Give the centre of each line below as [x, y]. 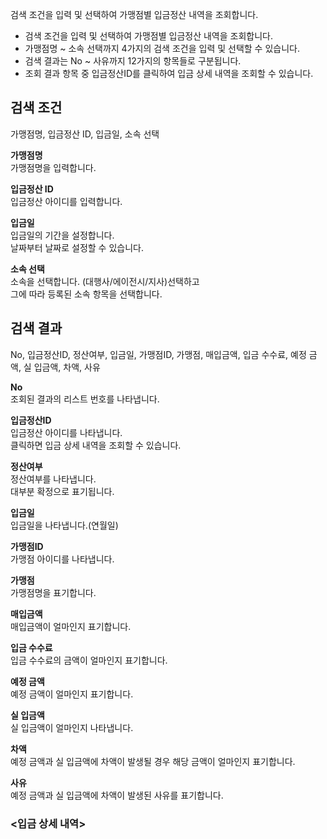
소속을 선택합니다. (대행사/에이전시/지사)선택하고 [105, 281]
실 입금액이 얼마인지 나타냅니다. [72, 727]
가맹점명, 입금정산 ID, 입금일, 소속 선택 [85, 134]
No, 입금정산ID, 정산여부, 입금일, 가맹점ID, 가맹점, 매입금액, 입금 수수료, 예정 [158, 354]
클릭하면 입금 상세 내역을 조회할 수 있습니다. [96, 445]
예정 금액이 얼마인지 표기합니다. [72, 694]
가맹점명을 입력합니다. [53, 167]
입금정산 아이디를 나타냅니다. [66, 432]
